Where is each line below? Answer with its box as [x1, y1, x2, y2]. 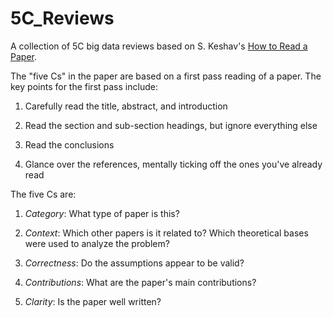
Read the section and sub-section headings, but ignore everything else [24, 119, 318, 131]
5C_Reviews [10, 7, 115, 30]
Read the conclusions [24, 138, 115, 151]
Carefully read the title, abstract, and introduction [24, 100, 228, 112]
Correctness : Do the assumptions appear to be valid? [24, 257, 245, 269]
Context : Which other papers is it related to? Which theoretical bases [24, 227, 309, 239]
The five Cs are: [10, 188, 77, 200]
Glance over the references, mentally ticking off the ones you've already [24, 158, 323, 170]
